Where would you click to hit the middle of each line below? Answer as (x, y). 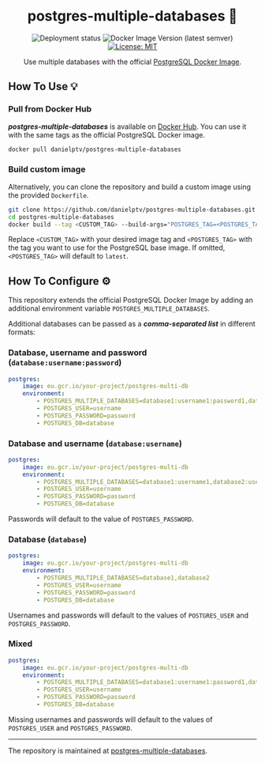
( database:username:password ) (65, 363)
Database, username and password (78, 353)
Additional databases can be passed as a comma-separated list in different (132, 324)
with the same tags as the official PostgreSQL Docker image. (106, 134)
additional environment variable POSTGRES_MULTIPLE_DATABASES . (109, 308)
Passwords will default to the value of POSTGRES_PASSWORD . (101, 519)
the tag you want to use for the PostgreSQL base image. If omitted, (117, 247)
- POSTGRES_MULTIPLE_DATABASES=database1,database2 (123, 578)
